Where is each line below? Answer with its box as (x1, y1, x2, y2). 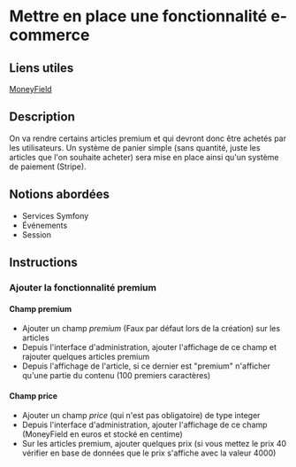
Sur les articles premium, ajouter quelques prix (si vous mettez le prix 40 (21, 439, 287, 449)
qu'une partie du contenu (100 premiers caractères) (21, 370, 211, 381)
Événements (21, 220, 68, 230)
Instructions (9, 255, 78, 270)
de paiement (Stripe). (9, 161, 87, 172)
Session (21, 229, 51, 240)
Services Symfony (21, 210, 89, 221)
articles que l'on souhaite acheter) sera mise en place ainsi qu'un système (9, 152, 280, 162)
